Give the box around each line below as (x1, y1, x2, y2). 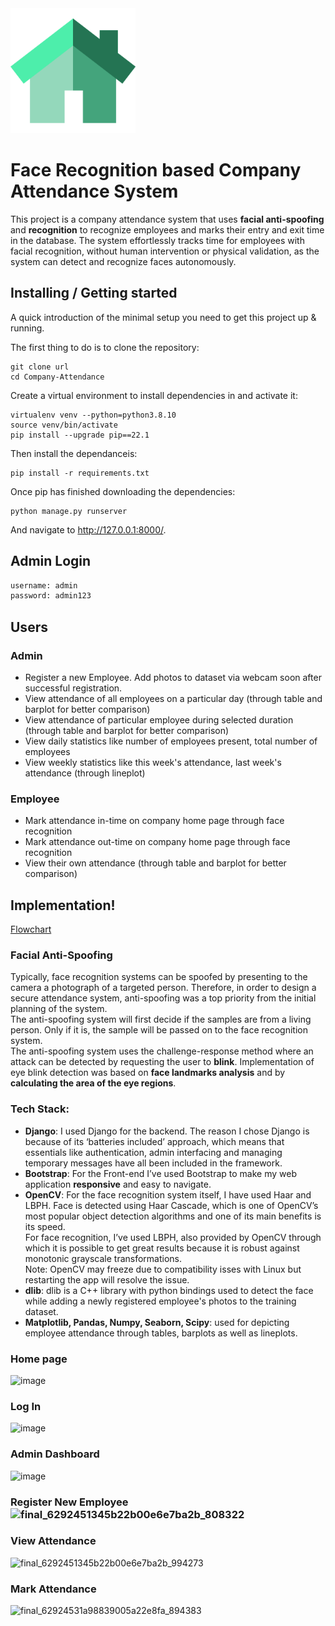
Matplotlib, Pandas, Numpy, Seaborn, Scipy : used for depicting (24, 1316, 290, 1328)
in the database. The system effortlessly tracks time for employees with (10, 234, 305, 246)
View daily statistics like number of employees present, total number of (24, 735, 318, 747)
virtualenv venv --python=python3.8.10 (10, 410, 177, 420)
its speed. (24, 1220, 66, 1232)
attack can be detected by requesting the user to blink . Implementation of (10, 1056, 315, 1068)
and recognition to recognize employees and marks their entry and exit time (10, 223, 325, 236)
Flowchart (10, 923, 52, 936)
